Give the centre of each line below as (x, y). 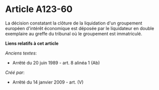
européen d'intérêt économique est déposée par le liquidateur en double (80, 28)
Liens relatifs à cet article (32, 43)
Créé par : (15, 72)
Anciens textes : (21, 53)
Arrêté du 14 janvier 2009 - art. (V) (48, 82)
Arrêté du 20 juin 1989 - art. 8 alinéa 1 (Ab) (56, 62)
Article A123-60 (39, 9)
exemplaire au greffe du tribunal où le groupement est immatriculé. (74, 33)
